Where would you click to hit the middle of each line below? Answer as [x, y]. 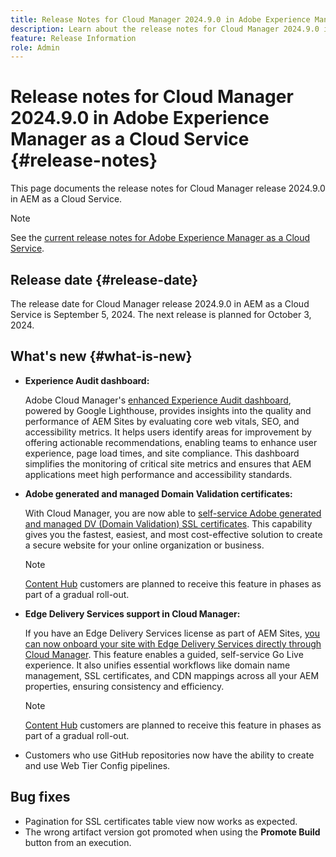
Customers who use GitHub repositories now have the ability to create [169, 755]
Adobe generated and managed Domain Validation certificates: [158, 493]
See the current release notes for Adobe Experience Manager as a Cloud [160, 238]
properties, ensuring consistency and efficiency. [124, 686]
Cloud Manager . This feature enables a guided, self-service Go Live [164, 654]
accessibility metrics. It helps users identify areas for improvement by [168, 432]
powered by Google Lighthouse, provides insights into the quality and [168, 410]
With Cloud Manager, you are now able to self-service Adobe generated [173, 513]
